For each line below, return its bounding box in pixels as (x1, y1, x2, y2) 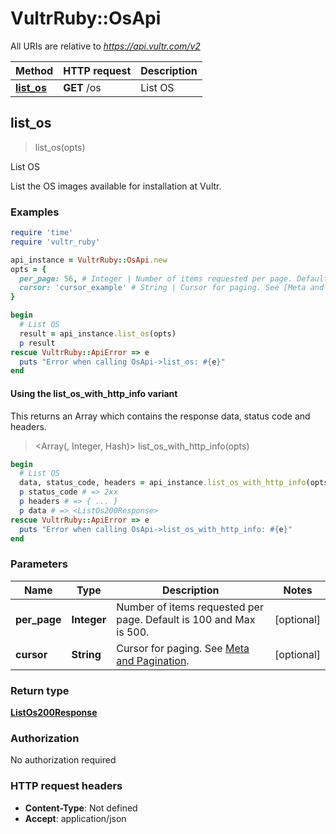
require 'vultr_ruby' (10, 237, 101, 247)
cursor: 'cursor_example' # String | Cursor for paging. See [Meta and (19, 283, 325, 293)
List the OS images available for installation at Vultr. (10, 180, 222, 192)
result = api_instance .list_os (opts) (19, 328, 177, 339)
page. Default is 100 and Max (116, 612, 256, 626)
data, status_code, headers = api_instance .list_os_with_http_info (19, 478, 307, 488)
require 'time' (10, 228, 74, 238)
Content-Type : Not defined (24, 802, 138, 814)
